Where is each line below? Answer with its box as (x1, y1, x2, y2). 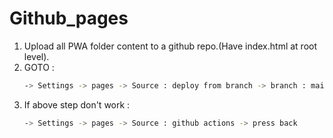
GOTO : (23, 61, 55, 73)
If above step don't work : (23, 98, 131, 111)
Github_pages (9, 7, 129, 30)
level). (23, 50, 50, 62)
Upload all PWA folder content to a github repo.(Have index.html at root (23, 40, 318, 52)
